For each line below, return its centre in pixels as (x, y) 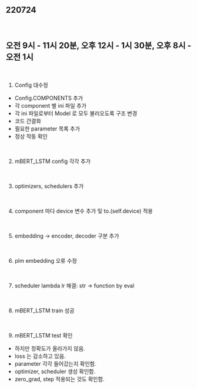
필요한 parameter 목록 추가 (47, 129)
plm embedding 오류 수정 (46, 260)
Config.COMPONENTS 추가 (49, 98)
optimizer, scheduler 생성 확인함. (55, 371)
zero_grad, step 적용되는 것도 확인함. (59, 379)
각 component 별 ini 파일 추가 (50, 105)
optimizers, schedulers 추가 (49, 186)
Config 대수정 (31, 85)
